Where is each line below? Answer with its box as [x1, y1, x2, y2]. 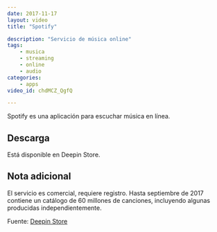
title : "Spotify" [7, 23, 58, 30]
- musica [19, 48, 45, 55]
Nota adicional [7, 170, 71, 182]
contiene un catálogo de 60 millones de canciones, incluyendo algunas [7, 196, 210, 204]
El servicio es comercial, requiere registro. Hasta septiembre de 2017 [7, 188, 205, 197]
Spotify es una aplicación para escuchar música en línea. [7, 112, 171, 121]
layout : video [7, 17, 49, 24]
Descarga [7, 132, 50, 144]
